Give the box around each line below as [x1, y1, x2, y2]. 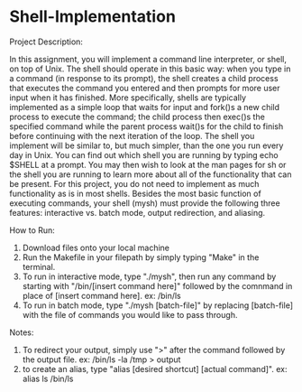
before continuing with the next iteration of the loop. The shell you [9, 130, 255, 141]
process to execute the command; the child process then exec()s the [9, 111, 266, 122]
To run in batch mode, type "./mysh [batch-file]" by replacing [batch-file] [22, 300, 293, 311]
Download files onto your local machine [22, 242, 169, 253]
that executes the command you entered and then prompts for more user [9, 82, 281, 93]
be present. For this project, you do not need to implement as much [9, 178, 260, 189]
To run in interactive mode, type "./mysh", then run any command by [22, 271, 277, 282]
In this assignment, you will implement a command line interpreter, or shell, [9, 53, 287, 64]
